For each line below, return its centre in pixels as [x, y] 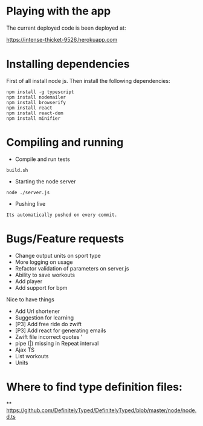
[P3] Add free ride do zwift [48, 324]
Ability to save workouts [45, 275]
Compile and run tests [43, 159]
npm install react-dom [35, 113]
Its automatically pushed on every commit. [62, 215]
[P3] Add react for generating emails [60, 330]
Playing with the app [59, 11]
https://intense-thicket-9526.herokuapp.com [62, 39]
